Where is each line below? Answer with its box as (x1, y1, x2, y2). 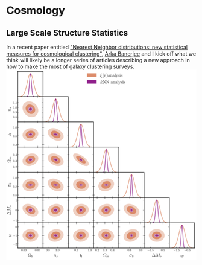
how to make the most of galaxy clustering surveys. (6, 63, 134, 70)
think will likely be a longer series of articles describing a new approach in (6, 57, 190, 63)
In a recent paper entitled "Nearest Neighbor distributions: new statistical (6, 43, 188, 51)
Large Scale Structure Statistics (6, 28, 128, 38)
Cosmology (6, 4, 65, 18)
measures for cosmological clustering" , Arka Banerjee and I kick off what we (6, 50, 197, 57)
